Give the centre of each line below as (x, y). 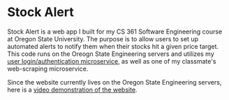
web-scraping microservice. (48, 69)
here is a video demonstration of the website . (72, 90)
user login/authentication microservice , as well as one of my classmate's (112, 61)
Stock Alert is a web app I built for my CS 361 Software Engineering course (115, 31)
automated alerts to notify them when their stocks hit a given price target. (113, 46)
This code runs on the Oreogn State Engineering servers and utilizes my (111, 54)
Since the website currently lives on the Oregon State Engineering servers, (114, 82)
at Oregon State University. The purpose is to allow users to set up (103, 38)
